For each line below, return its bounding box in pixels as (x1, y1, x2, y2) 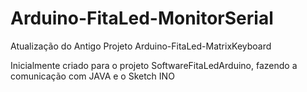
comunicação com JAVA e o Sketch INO (10, 70, 175, 82)
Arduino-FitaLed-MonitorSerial (10, 7, 274, 30)
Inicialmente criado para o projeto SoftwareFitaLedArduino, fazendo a (10, 59, 298, 71)
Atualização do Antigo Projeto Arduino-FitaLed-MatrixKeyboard (10, 40, 272, 52)
